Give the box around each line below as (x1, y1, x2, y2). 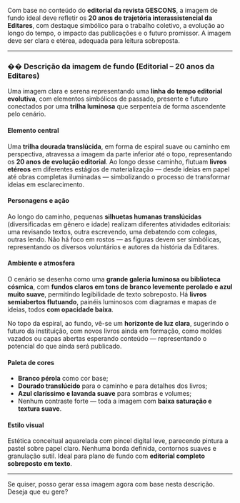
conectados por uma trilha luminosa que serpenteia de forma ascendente (7, 102, 226, 111)
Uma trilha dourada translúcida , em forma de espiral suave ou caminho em (7, 142, 231, 151)
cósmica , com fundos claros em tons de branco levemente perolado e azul (7, 282, 233, 291)
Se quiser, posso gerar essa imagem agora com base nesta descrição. (7, 480, 215, 489)
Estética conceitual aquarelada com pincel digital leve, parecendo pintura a (7, 437, 229, 445)
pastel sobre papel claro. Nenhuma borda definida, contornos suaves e (7, 444, 216, 453)
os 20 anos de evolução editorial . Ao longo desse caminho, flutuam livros (7, 157, 227, 166)
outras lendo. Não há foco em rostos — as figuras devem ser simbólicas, (7, 235, 221, 244)
